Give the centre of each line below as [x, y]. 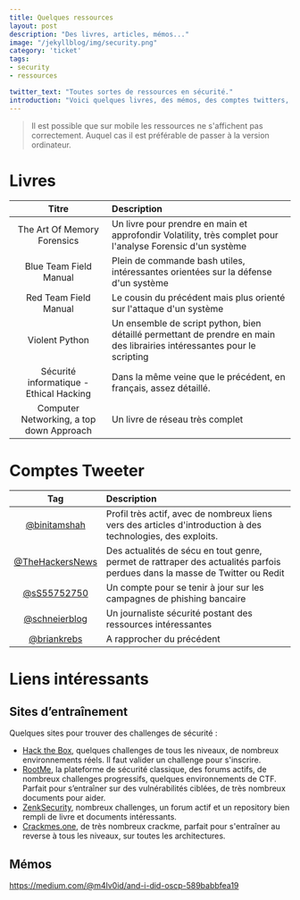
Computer [58, 408]
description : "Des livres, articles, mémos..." [100, 34]
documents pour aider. [64, 798]
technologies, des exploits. [162, 536]
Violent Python [58, 341]
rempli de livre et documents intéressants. [99, 817]
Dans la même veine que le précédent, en [198, 377]
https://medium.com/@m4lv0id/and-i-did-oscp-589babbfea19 [124, 886]
